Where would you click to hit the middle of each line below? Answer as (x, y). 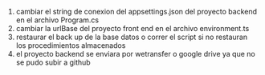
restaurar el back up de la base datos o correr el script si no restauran (131, 37)
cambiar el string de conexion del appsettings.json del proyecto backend (137, 12)
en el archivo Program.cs (57, 20)
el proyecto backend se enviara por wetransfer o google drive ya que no (135, 54)
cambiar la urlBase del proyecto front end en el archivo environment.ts (132, 28)
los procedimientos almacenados (71, 45)
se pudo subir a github (53, 62)
